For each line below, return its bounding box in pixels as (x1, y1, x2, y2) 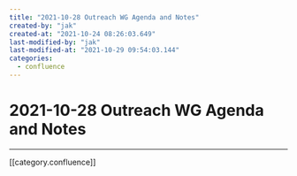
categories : (9, 54, 53, 63)
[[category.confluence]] (9, 157, 96, 167)
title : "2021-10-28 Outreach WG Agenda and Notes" (9, 12, 200, 22)
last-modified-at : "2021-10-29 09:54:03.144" (9, 46, 179, 55)
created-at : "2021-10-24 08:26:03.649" (9, 29, 156, 38)
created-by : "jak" (9, 21, 77, 30)
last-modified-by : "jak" (9, 37, 101, 47)
